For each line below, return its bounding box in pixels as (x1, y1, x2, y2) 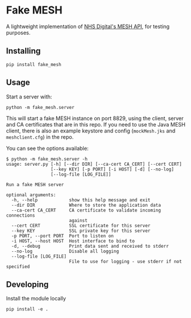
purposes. (6, 29, 31, 36)
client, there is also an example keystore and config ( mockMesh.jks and (6, 127, 176, 134)
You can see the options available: (6, 145, 89, 152)
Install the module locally (6, 295, 66, 302)
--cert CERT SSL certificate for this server (11, 223, 151, 228)
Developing (6, 279, 49, 289)
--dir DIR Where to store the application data (11, 202, 161, 208)
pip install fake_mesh (6, 61, 62, 67)
